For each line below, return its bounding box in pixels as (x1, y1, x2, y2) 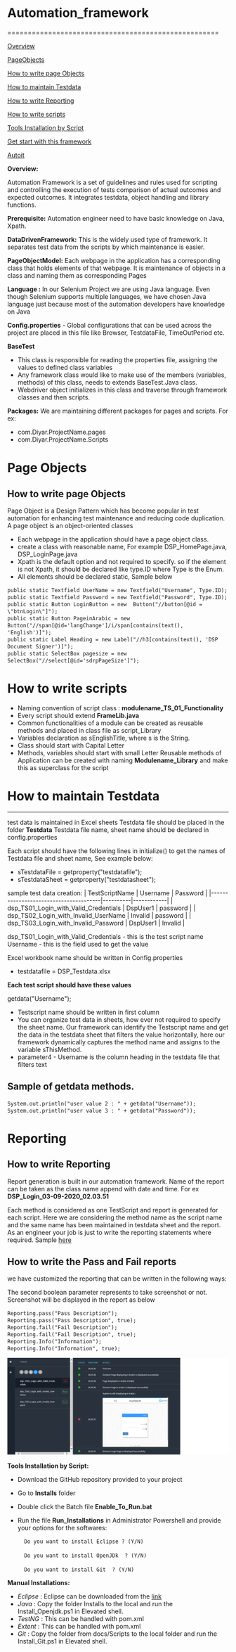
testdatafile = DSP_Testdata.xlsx (17, 967, 111, 975)
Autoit (7, 151, 25, 159)
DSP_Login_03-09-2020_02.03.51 (7, 1192, 110, 1200)
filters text (17, 1060, 47, 1068)
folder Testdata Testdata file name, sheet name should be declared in (7, 825, 209, 834)
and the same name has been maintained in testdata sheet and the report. (7, 1220, 221, 1229)
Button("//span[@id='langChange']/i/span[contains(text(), (7, 622, 184, 629)
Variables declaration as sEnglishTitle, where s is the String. (17, 734, 190, 742)
